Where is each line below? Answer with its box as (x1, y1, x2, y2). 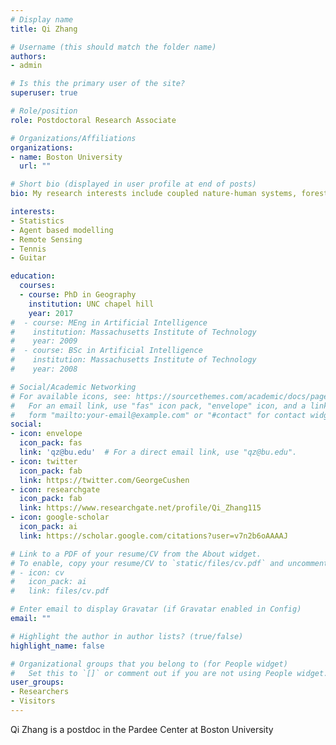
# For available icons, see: (10, 391, 132, 401)
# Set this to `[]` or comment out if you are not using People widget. (10, 668, 329, 678)
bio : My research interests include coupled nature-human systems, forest (10, 189, 329, 199)
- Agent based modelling (10, 225, 114, 235)
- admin (10, 61, 43, 71)
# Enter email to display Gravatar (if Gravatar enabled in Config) (10, 604, 302, 615)
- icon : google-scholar (10, 512, 110, 523)
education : (10, 271, 56, 281)
